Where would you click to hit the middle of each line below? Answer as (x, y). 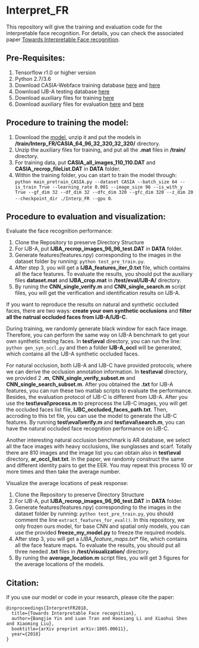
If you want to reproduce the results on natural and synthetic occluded (92, 304)
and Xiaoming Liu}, (30, 624)
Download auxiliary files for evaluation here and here (79, 104)
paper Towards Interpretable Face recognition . (63, 39)
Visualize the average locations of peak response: (67, 483)
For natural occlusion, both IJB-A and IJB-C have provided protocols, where (99, 366)
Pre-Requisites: (36, 58)
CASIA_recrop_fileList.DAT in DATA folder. (67, 169)
